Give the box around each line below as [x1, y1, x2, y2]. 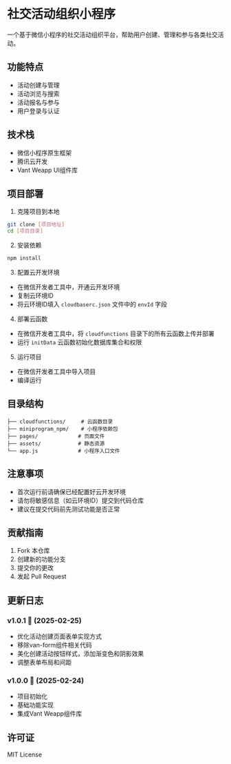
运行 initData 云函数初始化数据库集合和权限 [16, 338, 142, 346]
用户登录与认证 [16, 106, 60, 115]
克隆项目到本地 [16, 208, 60, 216]
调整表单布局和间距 [16, 658, 72, 667]
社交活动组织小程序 [7, 6, 116, 22]
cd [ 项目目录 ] [7, 228, 43, 235]
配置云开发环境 [16, 268, 60, 276]
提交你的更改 [16, 564, 54, 572]
